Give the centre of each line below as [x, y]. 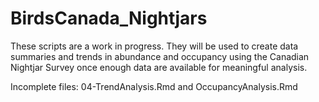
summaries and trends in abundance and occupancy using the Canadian [160, 56]
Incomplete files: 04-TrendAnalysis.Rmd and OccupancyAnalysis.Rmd [154, 86]
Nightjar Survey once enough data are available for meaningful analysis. [159, 67]
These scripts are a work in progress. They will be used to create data [154, 46]
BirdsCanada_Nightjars [109, 18]
